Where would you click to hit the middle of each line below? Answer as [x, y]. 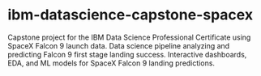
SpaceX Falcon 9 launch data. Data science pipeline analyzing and [119, 45]
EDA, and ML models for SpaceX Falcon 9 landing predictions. [111, 63]
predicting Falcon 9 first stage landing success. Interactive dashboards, [127, 54]
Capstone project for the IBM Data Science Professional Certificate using [129, 37]
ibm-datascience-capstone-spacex [130, 15]
